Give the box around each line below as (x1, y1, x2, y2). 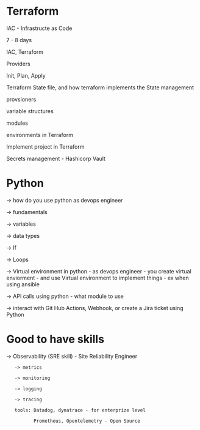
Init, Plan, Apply (6, 72, 46, 79)
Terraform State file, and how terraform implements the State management (6, 84, 194, 91)
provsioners (6, 95, 37, 103)
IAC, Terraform (6, 48, 44, 56)
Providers (6, 60, 30, 67)
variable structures (6, 107, 54, 114)
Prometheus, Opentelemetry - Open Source (33, 418, 140, 424)
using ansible (6, 280, 40, 288)
